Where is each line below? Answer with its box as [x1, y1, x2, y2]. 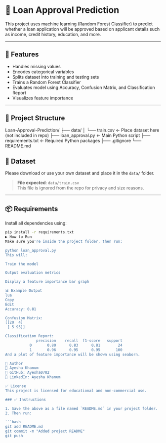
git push [5, 434, 23, 439]
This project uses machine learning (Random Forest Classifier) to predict [5, 21, 153, 27]
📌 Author [5, 361, 23, 366]
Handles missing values [12, 63, 61, 69]
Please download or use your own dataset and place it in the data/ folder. [5, 170, 155, 176]
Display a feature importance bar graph [5, 279, 90, 284]
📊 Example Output [5, 288, 42, 293]
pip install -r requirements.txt [5, 230, 74, 235]
